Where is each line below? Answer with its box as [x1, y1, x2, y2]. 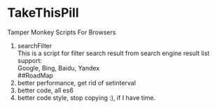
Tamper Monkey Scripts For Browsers [7, 28, 116, 36]
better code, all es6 [17, 86, 73, 94]
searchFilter [17, 41, 52, 50]
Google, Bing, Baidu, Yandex [17, 64, 100, 72]
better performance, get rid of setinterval [17, 78, 136, 87]
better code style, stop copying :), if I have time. [17, 93, 156, 102]
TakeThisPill [7, 5, 79, 21]
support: [17, 56, 43, 64]
